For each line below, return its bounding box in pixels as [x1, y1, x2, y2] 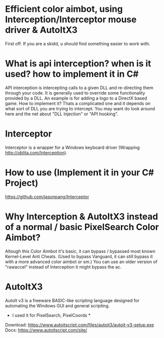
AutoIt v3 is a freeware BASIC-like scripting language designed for [5, 297, 140, 304]
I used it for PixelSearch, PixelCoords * [12, 312, 91, 318]
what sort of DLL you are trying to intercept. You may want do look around [5, 105, 155, 111]
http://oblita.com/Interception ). [5, 149, 68, 156]
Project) [5, 177, 38, 188]
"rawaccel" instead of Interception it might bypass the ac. [5, 264, 122, 270]
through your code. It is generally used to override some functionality [5, 90, 145, 96]
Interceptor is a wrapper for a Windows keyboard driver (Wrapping [5, 144, 140, 150]
